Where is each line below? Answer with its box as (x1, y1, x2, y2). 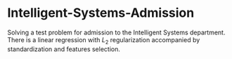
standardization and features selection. (7, 44, 121, 53)
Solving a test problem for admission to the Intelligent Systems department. (7, 28, 226, 37)
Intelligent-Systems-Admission (7, 5, 195, 21)
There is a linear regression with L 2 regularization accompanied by (7, 35, 200, 46)
